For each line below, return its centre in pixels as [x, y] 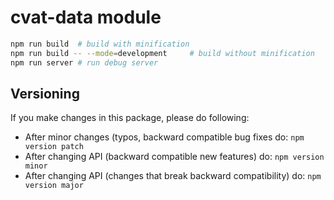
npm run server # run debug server [84, 62]
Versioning [45, 93]
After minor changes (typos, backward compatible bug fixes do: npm [164, 137]
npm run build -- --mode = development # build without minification [162, 53]
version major [54, 186]
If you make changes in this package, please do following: [130, 118]
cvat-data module [86, 17]
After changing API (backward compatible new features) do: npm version [174, 157]
